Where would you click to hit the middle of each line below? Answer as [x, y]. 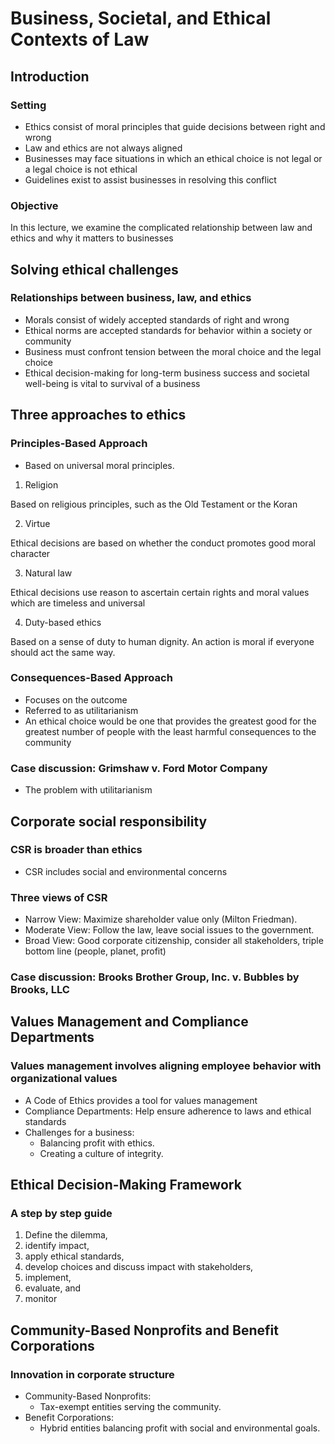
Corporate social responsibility [109, 821]
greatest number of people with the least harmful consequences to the [170, 731]
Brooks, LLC [40, 990]
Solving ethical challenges [94, 269]
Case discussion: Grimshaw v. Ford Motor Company [139, 768]
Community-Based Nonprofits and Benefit [144, 1330]
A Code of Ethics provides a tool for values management [141, 1100]
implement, [48, 1278]
